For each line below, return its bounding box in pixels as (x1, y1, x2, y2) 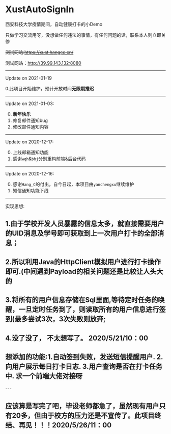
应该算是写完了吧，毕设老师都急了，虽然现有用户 (5, 401, 159, 410)
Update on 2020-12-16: (5, 170, 54, 176)
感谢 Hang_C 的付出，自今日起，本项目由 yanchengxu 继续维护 (12, 181, 134, 187)
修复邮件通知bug (12, 117, 48, 123)
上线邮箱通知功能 (12, 149, 49, 155)
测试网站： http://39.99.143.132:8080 (5, 60, 81, 66)
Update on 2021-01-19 (5, 75, 52, 81)
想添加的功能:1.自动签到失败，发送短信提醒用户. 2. (5, 352, 163, 361)
